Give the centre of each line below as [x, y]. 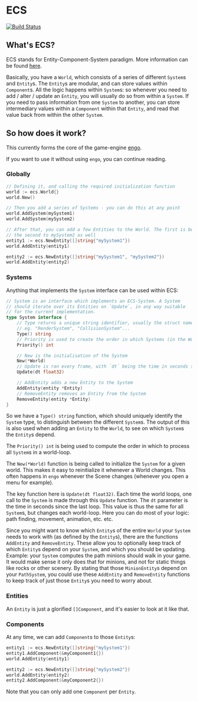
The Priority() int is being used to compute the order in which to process [98, 446]
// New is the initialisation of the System [72, 356]
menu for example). [30, 483]
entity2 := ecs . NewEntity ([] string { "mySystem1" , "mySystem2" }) [85, 257]
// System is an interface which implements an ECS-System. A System [93, 301]
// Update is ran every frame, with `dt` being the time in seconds [103, 366]
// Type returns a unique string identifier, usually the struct [99, 323]
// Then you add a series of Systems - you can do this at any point [93, 208]
